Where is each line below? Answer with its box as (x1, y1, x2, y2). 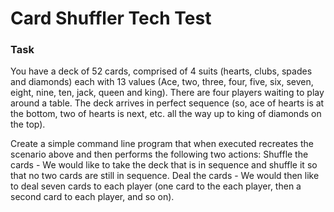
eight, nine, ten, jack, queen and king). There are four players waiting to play (10, 87, 325, 99)
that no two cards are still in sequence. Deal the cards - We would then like (10, 170, 320, 182)
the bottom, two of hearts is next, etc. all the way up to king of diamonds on (10, 108, 322, 120)
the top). (10, 118, 46, 131)
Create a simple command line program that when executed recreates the (10, 138, 314, 150)
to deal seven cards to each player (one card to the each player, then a (10, 180, 302, 192)
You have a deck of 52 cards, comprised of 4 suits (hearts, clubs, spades (10, 65, 313, 77)
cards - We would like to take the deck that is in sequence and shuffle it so (10, 159, 318, 171)
